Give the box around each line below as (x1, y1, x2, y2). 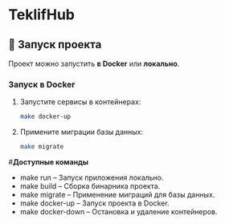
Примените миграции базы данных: (19, 127, 143, 137)
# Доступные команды (8, 157, 89, 167)
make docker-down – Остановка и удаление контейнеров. (19, 207, 219, 217)
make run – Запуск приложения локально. (19, 173, 164, 182)
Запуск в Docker (8, 79, 76, 90)
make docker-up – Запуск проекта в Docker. (19, 198, 170, 208)
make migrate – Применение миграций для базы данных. (19, 190, 215, 200)
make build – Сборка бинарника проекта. (19, 181, 161, 191)
